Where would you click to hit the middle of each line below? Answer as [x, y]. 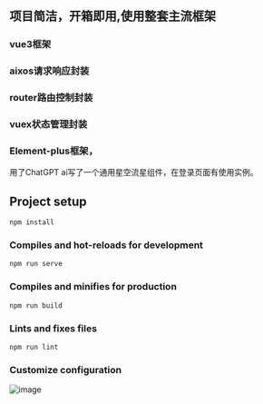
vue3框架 [30, 44]
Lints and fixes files [54, 328]
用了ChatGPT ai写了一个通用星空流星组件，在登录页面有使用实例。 [134, 172]
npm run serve [36, 264]
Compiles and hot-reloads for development [107, 245]
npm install [32, 222]
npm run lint [34, 348]
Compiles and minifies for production [93, 287]
